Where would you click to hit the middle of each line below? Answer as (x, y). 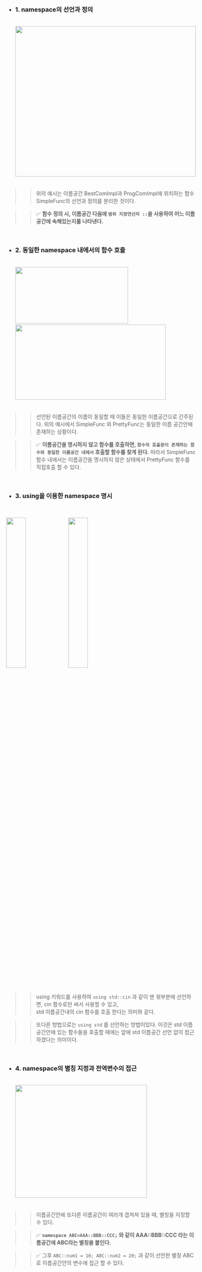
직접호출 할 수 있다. (58, 467)
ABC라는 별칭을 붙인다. (84, 1242)
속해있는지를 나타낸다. (78, 222)
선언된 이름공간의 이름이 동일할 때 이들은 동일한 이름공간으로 (106, 416)
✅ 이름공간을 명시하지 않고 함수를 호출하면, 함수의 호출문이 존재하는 (112, 444)
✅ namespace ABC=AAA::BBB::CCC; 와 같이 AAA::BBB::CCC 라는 (112, 1235)
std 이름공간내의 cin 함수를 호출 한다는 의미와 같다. (95, 1012)
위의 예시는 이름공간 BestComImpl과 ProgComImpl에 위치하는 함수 (115, 193)
